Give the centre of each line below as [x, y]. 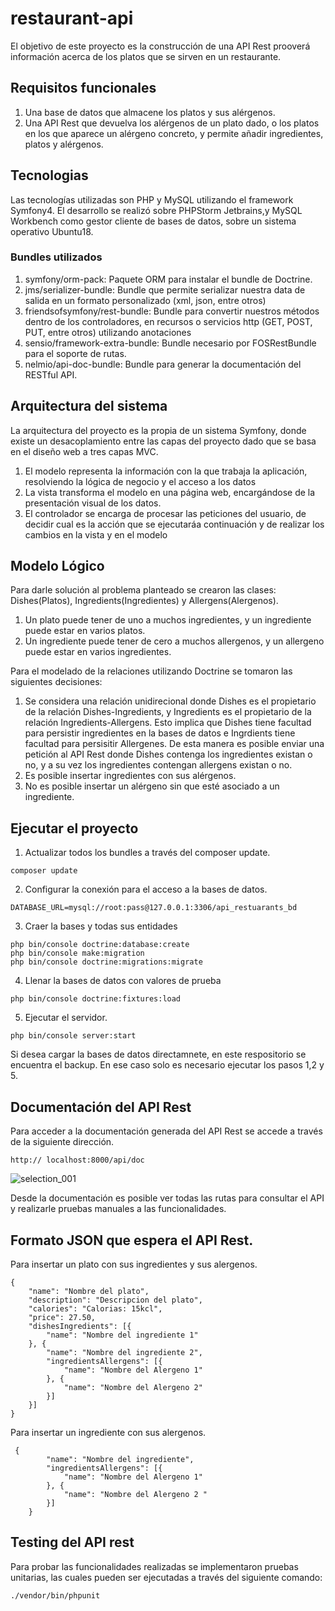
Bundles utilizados [56, 257]
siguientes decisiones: [56, 682]
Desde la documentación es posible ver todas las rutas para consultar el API [167, 1198]
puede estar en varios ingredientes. [98, 652]
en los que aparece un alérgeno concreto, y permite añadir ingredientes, [174, 133]
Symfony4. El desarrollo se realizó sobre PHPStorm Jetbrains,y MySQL [156, 210]
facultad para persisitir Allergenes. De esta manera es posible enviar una [174, 744]
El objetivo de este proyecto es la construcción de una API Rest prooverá [160, 46]
